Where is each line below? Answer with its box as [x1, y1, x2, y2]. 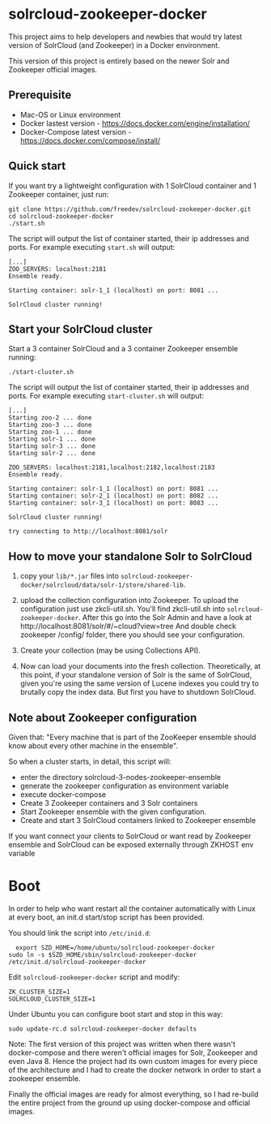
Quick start [8, 159, 66, 173]
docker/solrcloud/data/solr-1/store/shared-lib [19, 581, 184, 589]
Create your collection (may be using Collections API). [19, 646, 201, 656]
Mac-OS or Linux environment [19, 110, 121, 119]
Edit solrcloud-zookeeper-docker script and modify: [8, 971, 180, 982]
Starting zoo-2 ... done [8, 414, 92, 422]
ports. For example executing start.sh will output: [8, 242, 176, 252]
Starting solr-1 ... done [8, 435, 95, 443]
